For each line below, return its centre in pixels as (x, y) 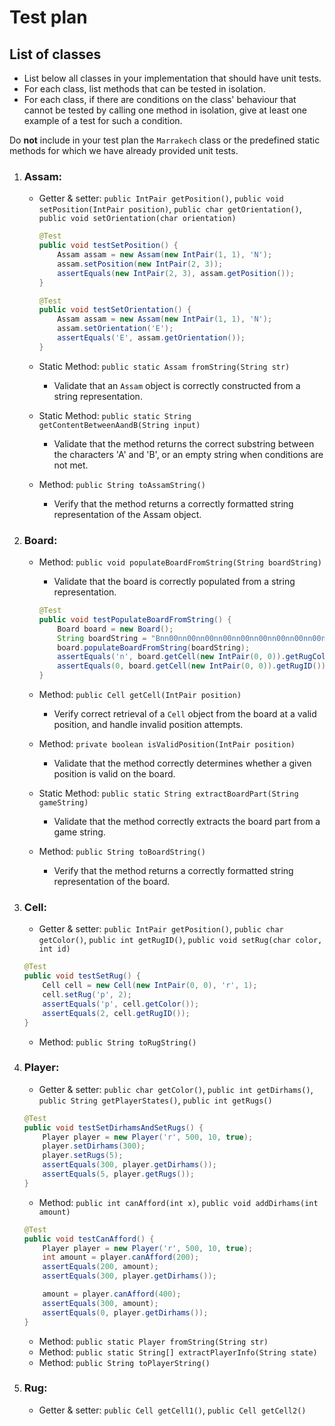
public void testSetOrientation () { (115, 310)
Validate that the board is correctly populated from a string (174, 582)
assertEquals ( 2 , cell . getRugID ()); (116, 1013)
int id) (54, 949)
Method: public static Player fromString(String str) (153, 1341)
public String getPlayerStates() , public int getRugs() (155, 1100)
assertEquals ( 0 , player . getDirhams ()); (125, 1312)
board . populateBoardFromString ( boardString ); (154, 647)
